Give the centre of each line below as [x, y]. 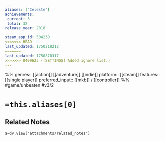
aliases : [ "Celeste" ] [28, 10]
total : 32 [17, 24]
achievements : [20, 14]
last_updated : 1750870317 [32, 56]
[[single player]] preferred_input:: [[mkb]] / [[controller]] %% [67, 80]
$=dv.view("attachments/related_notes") [48, 134]
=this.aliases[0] [41, 105]
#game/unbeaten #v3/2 [29, 85]
